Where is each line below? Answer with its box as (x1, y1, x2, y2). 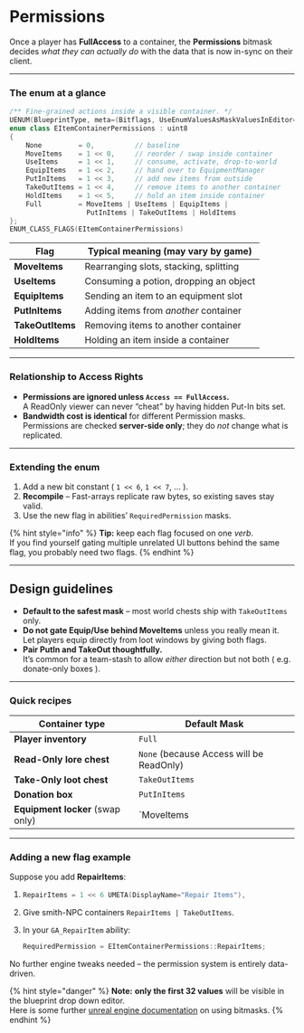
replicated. (22, 430, 63, 441)
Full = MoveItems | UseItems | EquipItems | (25, 199, 229, 209)
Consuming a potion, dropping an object (84, 275, 256, 288)
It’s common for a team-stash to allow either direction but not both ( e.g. (22, 653, 291, 664)
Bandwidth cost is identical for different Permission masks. (22, 410, 246, 422)
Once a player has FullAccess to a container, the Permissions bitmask (9, 36, 273, 47)
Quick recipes (9, 694, 72, 706)
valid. (22, 500, 43, 511)
